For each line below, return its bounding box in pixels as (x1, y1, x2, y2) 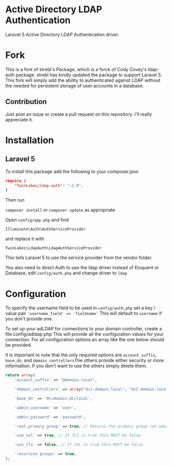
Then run (5, 197, 25, 203)
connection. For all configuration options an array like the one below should (5, 336, 165, 343)
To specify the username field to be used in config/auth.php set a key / (5, 305, 156, 311)
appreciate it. (5, 116, 33, 122)
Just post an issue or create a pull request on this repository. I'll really (5, 111, 152, 117)
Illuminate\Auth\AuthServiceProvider (5, 227, 86, 232)
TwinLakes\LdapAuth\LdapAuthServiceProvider (5, 246, 102, 251)
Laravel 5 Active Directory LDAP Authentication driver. (5, 31, 119, 37)
